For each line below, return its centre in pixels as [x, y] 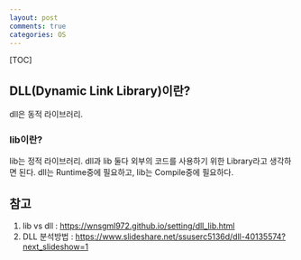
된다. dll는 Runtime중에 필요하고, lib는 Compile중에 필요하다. [126, 172]
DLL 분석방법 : [48, 237]
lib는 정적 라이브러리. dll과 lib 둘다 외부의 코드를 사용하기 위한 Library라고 [138, 161]
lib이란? [26, 140]
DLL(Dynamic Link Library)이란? [100, 91]
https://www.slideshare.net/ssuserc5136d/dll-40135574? [181, 237]
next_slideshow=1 [55, 247]
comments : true [38, 26]
